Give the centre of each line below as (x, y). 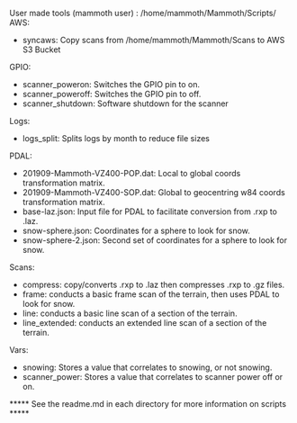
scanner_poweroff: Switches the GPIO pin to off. (112, 94)
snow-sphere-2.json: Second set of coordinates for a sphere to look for (155, 240)
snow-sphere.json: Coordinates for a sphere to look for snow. (136, 230)
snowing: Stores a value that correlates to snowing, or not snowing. (147, 367)
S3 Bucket (41, 49)
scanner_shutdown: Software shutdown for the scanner (126, 103)
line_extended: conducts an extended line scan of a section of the (144, 323)
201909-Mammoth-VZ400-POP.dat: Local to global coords (131, 173)
